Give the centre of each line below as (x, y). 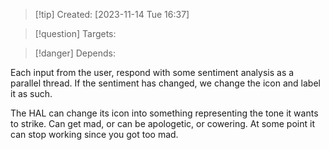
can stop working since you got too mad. (94, 134)
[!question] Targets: (75, 33)
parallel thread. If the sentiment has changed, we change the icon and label (165, 83)
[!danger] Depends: (75, 53)
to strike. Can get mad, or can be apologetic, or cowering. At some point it (162, 123)
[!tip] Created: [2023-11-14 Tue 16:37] (112, 14)
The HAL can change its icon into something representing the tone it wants (164, 113)
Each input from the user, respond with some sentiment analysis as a (152, 72)
